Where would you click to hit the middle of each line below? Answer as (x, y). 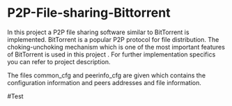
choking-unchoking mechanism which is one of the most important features (116, 47)
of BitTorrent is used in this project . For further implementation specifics (111, 54)
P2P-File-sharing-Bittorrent (89, 13)
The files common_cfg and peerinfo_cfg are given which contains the (107, 75)
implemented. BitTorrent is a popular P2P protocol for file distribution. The (113, 39)
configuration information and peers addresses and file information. (105, 82)
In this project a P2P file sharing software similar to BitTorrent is (98, 32)
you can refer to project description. (59, 61)
